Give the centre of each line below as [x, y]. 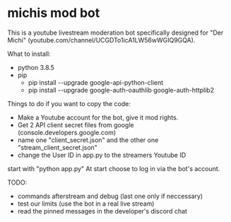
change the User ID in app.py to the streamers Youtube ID [101, 155]
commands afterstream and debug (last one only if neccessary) [110, 196]
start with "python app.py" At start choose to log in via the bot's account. [114, 168]
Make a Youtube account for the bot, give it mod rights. [98, 117]
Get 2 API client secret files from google [76, 124]
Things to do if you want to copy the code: [69, 103]
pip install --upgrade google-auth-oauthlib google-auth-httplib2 [121, 90]
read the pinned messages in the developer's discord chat [102, 211]
